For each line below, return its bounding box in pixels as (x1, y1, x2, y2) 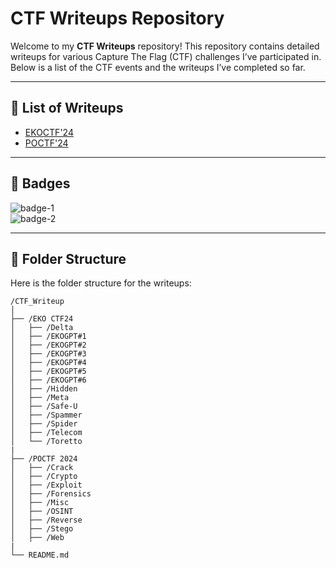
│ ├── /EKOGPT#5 (10, 367, 87, 377)
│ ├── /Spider (10, 419, 78, 429)
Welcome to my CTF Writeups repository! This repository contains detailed (10, 40, 320, 52)
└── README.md (10, 550, 70, 561)
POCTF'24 (24, 137, 69, 149)
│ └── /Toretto (10, 437, 83, 447)
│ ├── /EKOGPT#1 (10, 332, 87, 342)
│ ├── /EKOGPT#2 (10, 340, 87, 351)
